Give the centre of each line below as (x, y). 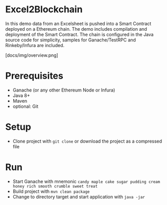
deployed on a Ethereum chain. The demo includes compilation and (76, 29)
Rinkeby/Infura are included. (35, 45)
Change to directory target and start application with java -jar (79, 197)
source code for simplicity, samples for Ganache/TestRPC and (71, 40)
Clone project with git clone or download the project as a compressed (87, 141)
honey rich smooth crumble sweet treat (55, 186)
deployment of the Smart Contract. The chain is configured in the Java (80, 34)
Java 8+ (21, 95)
